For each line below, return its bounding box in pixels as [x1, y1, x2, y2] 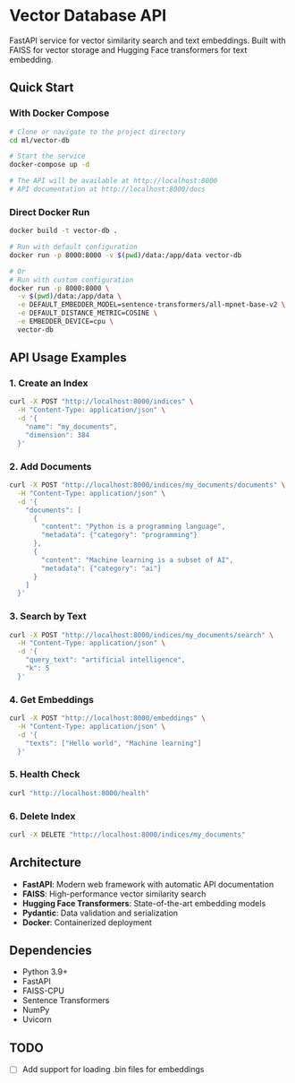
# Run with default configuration [9, 243, 139, 252]
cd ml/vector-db [9, 135, 70, 144]
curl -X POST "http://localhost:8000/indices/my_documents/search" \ [9, 630, 274, 639]
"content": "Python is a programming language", [41, 522, 226, 532]
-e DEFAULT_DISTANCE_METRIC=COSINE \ [17, 308, 158, 318]
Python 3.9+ [21, 966, 69, 977]
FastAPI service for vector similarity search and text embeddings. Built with [9, 35, 286, 46]
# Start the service [9, 152, 87, 161]
